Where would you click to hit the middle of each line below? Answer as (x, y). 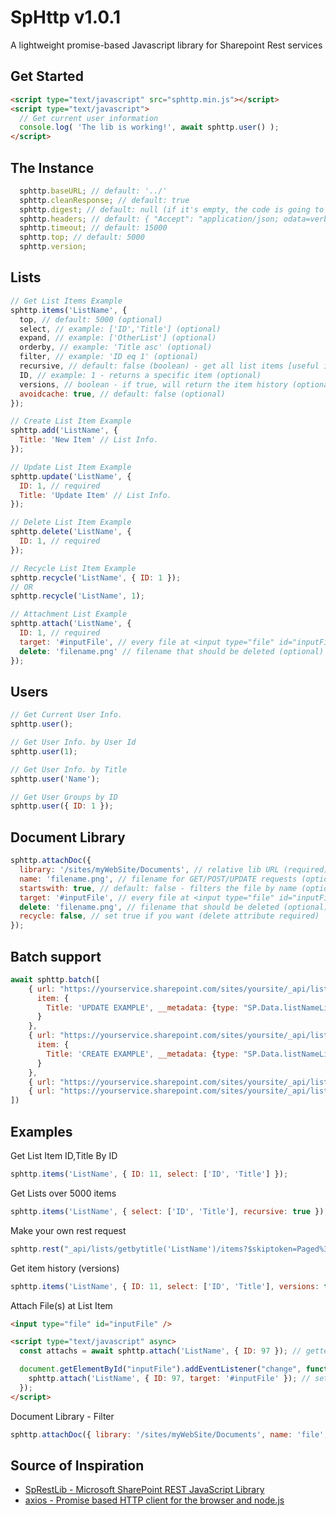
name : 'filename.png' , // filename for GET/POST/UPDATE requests (158, 879)
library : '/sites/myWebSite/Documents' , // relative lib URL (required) (174, 870)
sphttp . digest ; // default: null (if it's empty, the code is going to (172, 209)
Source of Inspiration (77, 1465)
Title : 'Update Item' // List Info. (95, 495)
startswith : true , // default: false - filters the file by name (158, 888)
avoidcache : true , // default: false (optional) (122, 394)
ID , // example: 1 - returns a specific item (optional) (140, 375)
